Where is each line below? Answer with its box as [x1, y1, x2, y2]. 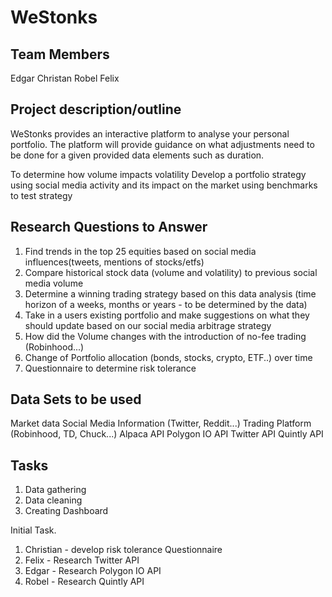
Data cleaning [24, 494, 83, 506]
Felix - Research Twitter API [24, 554, 140, 566]
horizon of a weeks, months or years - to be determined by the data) [24, 298, 308, 310]
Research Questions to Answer [10, 219, 208, 236]
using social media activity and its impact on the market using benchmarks [10, 179, 318, 191]
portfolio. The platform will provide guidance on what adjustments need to [10, 138, 315, 150]
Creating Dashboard [24, 505, 109, 517]
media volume [24, 277, 84, 289]
